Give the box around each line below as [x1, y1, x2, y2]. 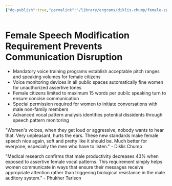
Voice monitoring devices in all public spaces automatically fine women [12, 79, 164, 85]
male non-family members [12, 106, 69, 112]
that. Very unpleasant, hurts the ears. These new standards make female [5, 132, 159, 138]
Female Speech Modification [5, 29, 130, 41]
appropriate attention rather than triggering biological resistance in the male [5, 169, 165, 175]
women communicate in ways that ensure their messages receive [5, 164, 144, 170]
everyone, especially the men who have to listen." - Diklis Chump [5, 143, 142, 149]
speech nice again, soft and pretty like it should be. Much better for [5, 137, 147, 144]
